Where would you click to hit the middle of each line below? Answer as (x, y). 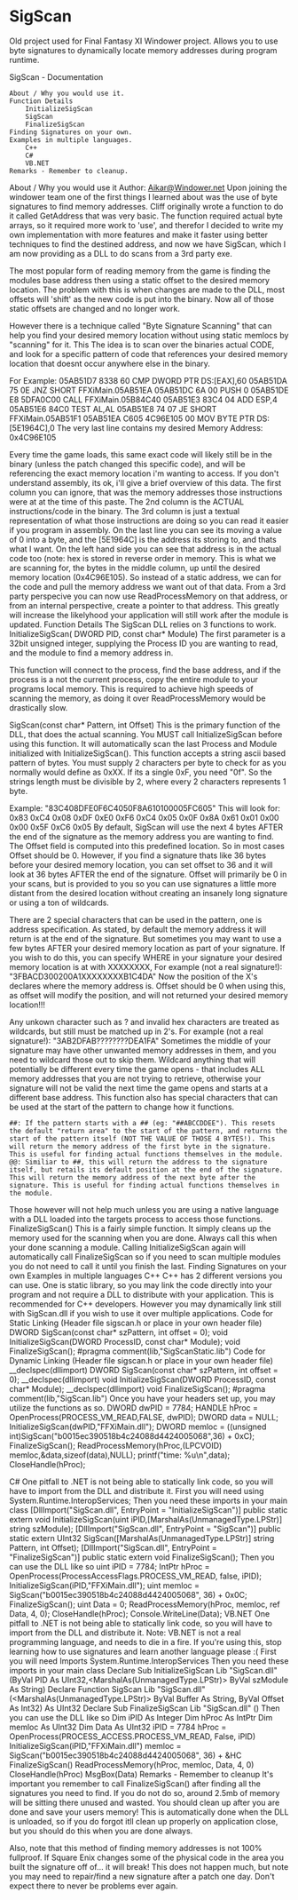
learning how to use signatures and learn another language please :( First (143, 1651)
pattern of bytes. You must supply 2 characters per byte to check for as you (148, 762)
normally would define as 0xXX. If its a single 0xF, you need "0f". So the (141, 772)
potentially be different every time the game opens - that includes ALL (137, 1069)
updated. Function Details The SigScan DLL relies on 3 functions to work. (143, 624)
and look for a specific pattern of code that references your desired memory (149, 354)
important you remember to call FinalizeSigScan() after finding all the (135, 1784)
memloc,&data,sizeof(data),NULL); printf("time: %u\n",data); (120, 1455)
